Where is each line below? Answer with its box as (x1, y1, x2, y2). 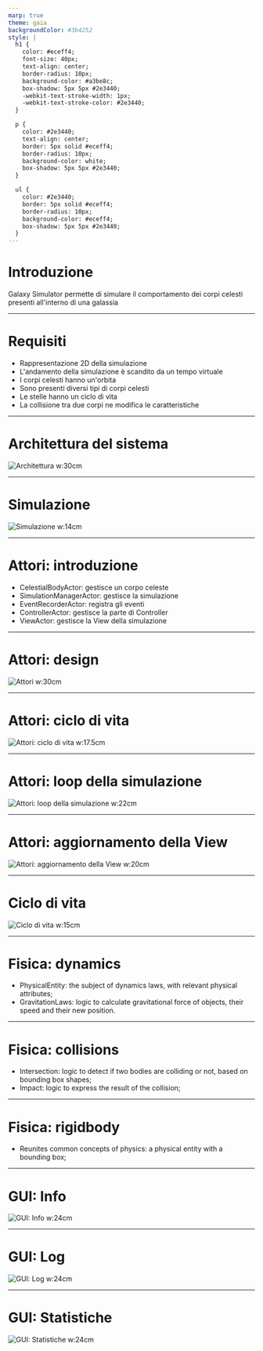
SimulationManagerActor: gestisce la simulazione (19, 590, 178, 601)
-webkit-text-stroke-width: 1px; (22, 92, 131, 100)
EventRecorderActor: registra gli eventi (19, 599, 145, 608)
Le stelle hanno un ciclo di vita (19, 392, 117, 401)
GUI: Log (8, 1248, 66, 1266)
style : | (8, 33, 37, 42)
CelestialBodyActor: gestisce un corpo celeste (19, 582, 169, 592)
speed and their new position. (19, 1006, 116, 1015)
